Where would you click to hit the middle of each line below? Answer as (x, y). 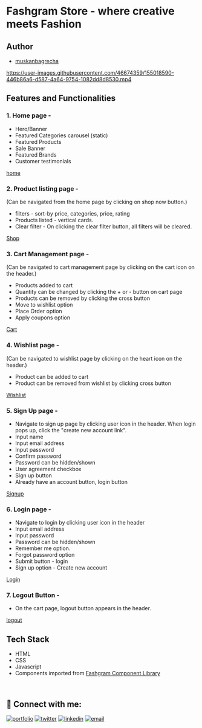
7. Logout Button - (33, 595)
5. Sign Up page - (32, 410)
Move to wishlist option (44, 305)
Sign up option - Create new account (61, 568)
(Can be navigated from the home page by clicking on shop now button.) (97, 202)
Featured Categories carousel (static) (61, 135)
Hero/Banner (31, 129)
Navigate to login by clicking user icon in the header (80, 523)
